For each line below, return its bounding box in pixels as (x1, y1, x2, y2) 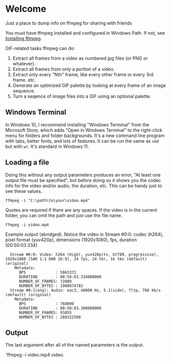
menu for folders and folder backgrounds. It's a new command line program (5, 132, 165, 139)
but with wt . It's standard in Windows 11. (5, 143, 89, 149)
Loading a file (5, 158, 50, 167)
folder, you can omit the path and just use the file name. (5, 212, 123, 218)
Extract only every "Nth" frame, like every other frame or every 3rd (12, 71, 154, 77)
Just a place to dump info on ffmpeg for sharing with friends (5, 20, 132, 26)
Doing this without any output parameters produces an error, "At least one (5, 172, 161, 178)
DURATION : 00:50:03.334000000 (18, 274, 102, 279)
